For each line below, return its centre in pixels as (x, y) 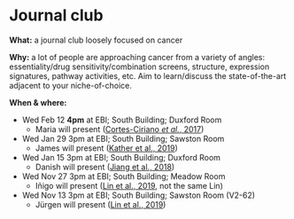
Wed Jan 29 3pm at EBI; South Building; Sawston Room (123, 138)
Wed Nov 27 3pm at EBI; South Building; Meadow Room (124, 176)
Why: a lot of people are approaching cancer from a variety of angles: (137, 57)
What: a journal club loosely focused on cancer (96, 40)
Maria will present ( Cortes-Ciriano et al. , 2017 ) (120, 129)
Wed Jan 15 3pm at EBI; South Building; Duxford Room (121, 157)
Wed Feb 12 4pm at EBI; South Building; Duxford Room (122, 120)
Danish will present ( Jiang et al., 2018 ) (105, 167)
